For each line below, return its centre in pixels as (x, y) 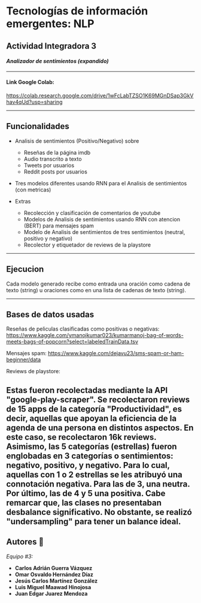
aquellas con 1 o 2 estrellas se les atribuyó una (94, 474)
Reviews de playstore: (33, 371)
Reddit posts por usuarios (56, 172)
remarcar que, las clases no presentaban (84, 502)
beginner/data (24, 360)
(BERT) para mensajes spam (59, 226)
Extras (23, 201)
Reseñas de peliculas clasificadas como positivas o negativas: (83, 329)
